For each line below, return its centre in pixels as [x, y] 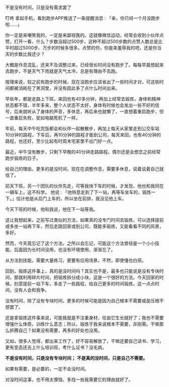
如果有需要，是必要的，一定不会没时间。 [47, 369]
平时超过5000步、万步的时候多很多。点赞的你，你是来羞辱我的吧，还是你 [81, 48]
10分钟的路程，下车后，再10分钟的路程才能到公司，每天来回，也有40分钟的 [83, 135]
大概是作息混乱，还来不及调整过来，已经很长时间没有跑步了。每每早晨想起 [82, 65]
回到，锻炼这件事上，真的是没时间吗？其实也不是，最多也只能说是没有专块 [82, 271]
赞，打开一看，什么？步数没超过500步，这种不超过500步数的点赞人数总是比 [84, 41]
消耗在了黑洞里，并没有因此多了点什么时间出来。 [69, 88]
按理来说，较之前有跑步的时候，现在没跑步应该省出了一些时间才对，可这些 [82, 82]
